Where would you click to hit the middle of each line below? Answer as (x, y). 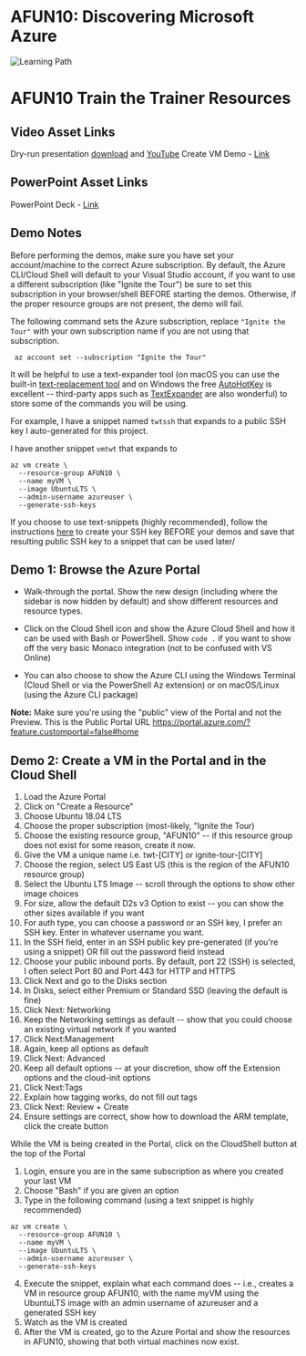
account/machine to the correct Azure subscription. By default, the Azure (148, 264)
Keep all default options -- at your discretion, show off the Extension (152, 1068)
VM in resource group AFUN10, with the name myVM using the (141, 1293)
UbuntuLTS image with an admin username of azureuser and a (141, 1303)
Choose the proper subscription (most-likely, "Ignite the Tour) (139, 826)
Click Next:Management (69, 1039)
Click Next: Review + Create (76, 1107)
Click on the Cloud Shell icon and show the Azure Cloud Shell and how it (159, 629)
